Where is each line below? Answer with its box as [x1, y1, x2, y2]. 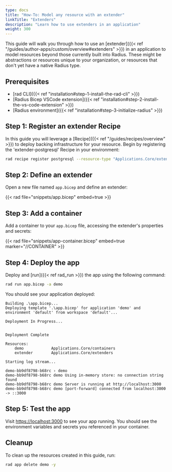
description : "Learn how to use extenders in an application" [5, 22, 141, 27]
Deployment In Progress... [5, 319, 63, 324]
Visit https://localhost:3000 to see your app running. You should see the [5, 418, 157, 424]
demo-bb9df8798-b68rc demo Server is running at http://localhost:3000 [5, 381, 161, 387]
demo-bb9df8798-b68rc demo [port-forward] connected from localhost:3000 [5, 386, 166, 391]
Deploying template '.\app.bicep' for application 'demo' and [5, 305, 141, 311]
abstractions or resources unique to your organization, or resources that [5, 57, 158, 63]
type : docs [5, 7, 29, 13]
